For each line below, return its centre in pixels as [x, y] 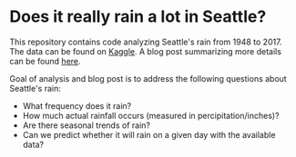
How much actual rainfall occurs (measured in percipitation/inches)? [151, 115]
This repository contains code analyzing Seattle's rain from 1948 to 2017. [146, 42]
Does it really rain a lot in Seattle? [138, 17]
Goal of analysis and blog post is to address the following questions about [148, 78]
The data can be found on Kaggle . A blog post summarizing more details [146, 51]
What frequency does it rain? [77, 105]
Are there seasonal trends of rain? [86, 125]
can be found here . [45, 61]
